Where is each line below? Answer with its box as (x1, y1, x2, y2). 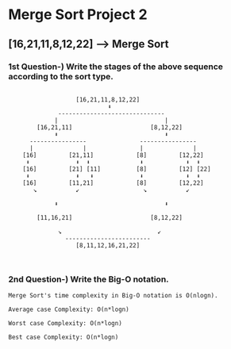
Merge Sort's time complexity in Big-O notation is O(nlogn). (8, 292, 218, 300)
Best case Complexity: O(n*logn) (8, 333, 119, 342)
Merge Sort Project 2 (8, 6, 148, 24)
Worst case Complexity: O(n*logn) (8, 320, 123, 328)
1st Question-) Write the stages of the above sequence (8, 61, 224, 72)
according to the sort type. (8, 71, 114, 82)
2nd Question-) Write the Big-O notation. (8, 274, 169, 285)
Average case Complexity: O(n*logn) (8, 305, 129, 314)
